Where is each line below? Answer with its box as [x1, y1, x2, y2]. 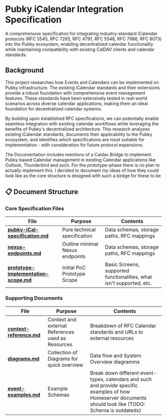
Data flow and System [90, 352, 142, 359]
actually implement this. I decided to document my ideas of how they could [5, 167, 159, 173]
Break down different [90, 369, 139, 376]
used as [47, 334, 66, 341]
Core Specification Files [5, 205, 65, 212]
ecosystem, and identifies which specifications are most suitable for [5, 136, 145, 142]
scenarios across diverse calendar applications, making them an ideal [5, 101, 148, 106]
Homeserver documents [90, 394, 147, 401]
